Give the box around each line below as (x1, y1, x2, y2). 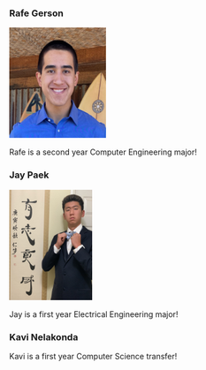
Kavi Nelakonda (9, 330, 79, 343)
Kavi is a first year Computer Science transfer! (9, 351, 178, 361)
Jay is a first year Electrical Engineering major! (9, 308, 179, 320)
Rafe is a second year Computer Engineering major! (9, 147, 197, 157)
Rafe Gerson (9, 7, 65, 19)
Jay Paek (9, 169, 50, 181)
